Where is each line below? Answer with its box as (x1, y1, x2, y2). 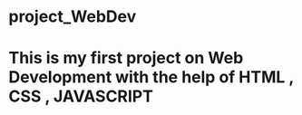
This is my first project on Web (8, 48, 244, 69)
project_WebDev (8, 6, 137, 27)
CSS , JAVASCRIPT (8, 86, 153, 107)
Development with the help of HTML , (8, 67, 294, 88)
